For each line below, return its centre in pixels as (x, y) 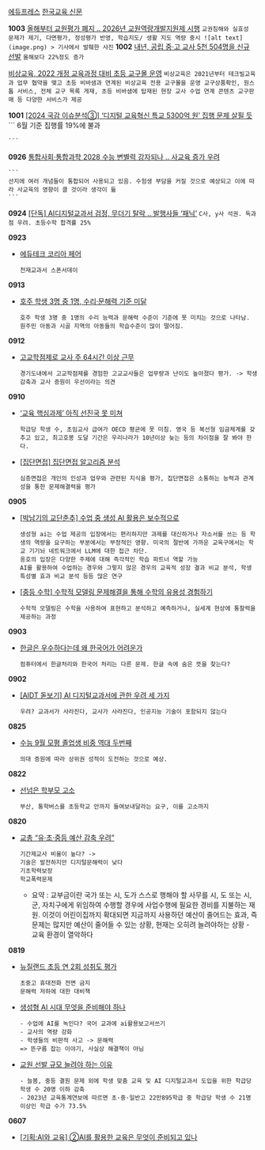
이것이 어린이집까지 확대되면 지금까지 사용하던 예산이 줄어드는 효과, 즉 (150, 915)
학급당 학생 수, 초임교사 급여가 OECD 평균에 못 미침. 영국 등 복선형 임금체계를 (133, 429)
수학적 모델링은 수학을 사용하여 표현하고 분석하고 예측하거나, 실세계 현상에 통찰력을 (138, 608)
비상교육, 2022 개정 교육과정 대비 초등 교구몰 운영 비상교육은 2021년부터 (117, 73)
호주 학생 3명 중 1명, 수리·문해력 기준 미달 (83, 301)
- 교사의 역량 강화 (46, 1032)
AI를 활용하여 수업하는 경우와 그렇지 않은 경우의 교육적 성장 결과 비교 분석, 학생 (136, 568)
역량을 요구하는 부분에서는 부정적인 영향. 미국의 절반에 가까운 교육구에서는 (140, 543)
